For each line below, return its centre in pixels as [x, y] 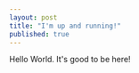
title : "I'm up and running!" [65, 26]
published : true [39, 34]
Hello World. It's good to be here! [70, 60]
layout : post [33, 17]
